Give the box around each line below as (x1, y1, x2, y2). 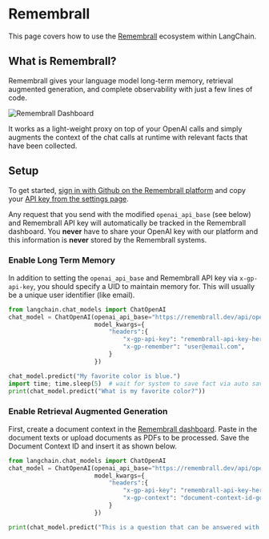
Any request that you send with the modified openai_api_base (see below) (8, 209, 251, 219)
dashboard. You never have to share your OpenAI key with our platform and (8, 226, 259, 236)
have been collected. (8, 141, 78, 151)
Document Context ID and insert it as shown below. (8, 441, 178, 451)
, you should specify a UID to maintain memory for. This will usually (33, 281, 255, 291)
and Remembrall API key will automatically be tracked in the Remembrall (8, 218, 247, 227)
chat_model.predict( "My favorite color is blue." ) (8, 372, 181, 380)
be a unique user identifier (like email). (8, 290, 135, 300)
